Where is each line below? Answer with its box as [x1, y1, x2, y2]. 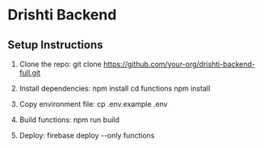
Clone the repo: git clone [19, 59, 102, 69]
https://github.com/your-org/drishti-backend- [103, 59, 256, 69]
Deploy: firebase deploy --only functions [19, 131, 155, 140]
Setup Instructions [7, 38, 103, 52]
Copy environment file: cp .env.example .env [19, 99, 168, 108]
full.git [19, 68, 41, 78]
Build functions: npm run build [19, 115, 120, 125]
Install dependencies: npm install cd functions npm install [19, 83, 211, 93]
